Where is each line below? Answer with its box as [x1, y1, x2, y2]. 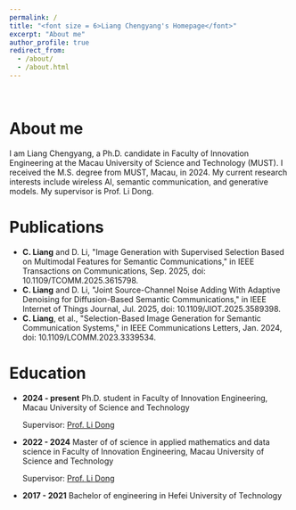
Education [9, 363, 86, 383]
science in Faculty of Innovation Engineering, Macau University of [21, 446, 265, 457]
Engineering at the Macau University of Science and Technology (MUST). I [9, 157, 284, 168]
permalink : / [9, 12, 58, 22]
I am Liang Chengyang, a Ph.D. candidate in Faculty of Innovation [9, 148, 250, 159]
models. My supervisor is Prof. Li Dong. [9, 185, 154, 196]
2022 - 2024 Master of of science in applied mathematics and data [21, 436, 270, 447]
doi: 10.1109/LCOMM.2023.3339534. [21, 332, 156, 342]
